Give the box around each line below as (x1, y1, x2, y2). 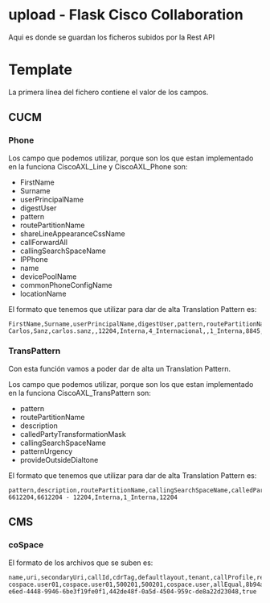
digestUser (19, 203, 57, 213)
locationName (19, 289, 67, 298)
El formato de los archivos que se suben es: (8, 558, 153, 568)
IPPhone (19, 254, 48, 264)
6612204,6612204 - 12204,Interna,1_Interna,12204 (8, 493, 178, 501)
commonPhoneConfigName (19, 280, 112, 289)
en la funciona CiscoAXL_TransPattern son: (8, 388, 151, 397)
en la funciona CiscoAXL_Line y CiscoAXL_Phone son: (8, 161, 188, 171)
